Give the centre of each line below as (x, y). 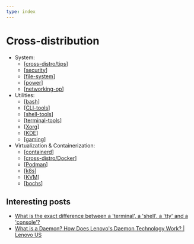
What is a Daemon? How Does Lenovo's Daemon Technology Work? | (100, 229)
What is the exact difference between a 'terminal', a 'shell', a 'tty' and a (101, 216)
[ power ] (33, 82)
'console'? (27, 222)
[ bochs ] (33, 183)
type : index (21, 12)
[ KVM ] (31, 177)
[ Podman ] (36, 164)
